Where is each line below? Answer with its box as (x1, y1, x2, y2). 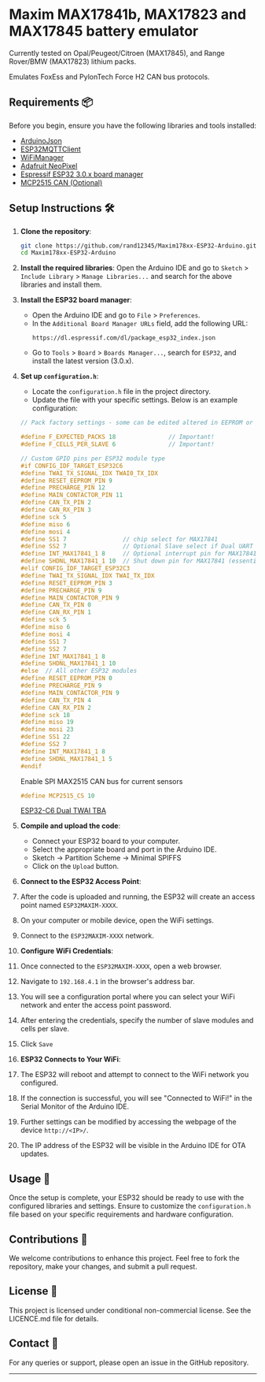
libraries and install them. (20, 280, 102, 289)
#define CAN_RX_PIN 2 (20, 704, 91, 711)
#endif (20, 762, 42, 770)
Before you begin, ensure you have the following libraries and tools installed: (9, 121, 257, 130)
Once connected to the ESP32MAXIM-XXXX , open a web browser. (20, 961, 223, 971)
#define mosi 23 (20, 726, 74, 734)
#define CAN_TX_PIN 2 (20, 499, 91, 507)
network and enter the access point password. (20, 1001, 172, 1010)
